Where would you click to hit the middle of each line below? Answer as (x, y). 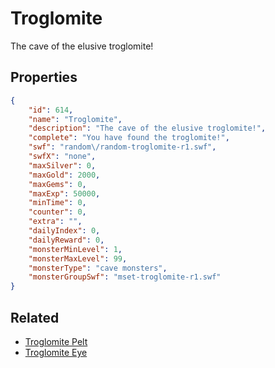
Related (35, 317)
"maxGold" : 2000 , (64, 175)
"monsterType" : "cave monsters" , (98, 268)
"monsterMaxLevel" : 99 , (78, 258)
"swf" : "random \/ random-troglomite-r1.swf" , (122, 147)
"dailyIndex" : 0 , (64, 231)
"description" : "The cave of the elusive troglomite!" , (147, 128)
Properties (44, 77)
